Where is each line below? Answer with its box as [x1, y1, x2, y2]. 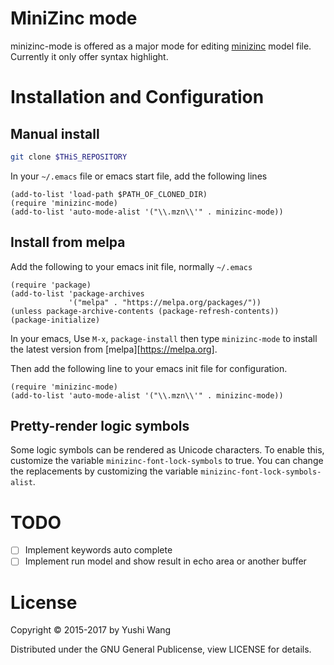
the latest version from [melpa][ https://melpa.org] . [10, 343, 218, 355]
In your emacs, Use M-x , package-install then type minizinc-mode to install [10, 332, 318, 344]
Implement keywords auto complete [24, 544, 173, 556]
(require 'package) [10, 280, 92, 290]
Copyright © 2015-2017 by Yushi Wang [10, 624, 172, 636]
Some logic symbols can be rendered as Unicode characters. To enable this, [10, 444, 325, 456]
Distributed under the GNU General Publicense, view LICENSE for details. [10, 643, 312, 656]
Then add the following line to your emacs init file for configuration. [10, 362, 288, 374]
